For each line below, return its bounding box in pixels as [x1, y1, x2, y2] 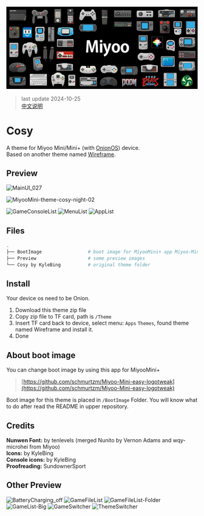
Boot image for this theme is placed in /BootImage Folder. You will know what [6, 397, 198, 404]
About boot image [6, 350, 76, 360]
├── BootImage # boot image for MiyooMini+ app [6, 249, 172, 255]
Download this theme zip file [15, 306, 87, 314]
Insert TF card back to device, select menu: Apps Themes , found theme [15, 319, 189, 327]
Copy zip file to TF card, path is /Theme [15, 313, 112, 320]
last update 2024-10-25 [21, 95, 81, 102]
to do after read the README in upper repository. [6, 403, 129, 410]
